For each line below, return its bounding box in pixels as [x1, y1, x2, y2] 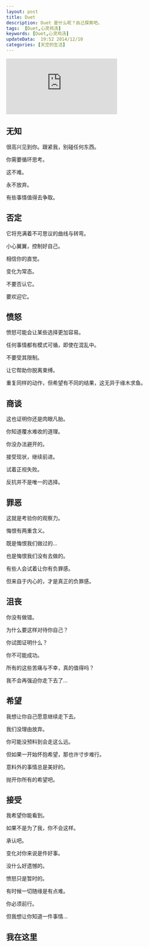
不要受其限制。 [6, 354, 43, 361]
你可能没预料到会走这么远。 [6, 738, 74, 745]
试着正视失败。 [6, 466, 43, 473]
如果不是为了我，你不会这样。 [6, 825, 79, 832]
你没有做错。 [6, 613, 37, 621]
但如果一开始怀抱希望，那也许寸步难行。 [6, 750, 105, 758]
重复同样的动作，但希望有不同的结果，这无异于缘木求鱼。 [6, 379, 146, 386]
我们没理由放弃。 [6, 725, 48, 732]
